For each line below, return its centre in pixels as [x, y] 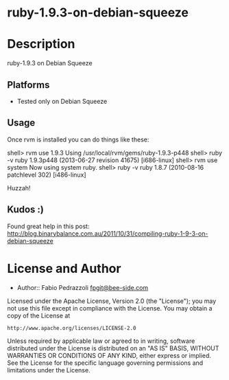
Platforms [28, 85]
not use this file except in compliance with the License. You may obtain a [110, 308]
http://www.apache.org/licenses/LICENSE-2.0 [72, 328]
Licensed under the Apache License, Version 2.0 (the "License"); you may [112, 301]
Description [41, 44]
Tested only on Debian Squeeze [62, 101]
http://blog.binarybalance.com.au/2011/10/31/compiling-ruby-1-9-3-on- [108, 233]
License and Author [64, 268]
